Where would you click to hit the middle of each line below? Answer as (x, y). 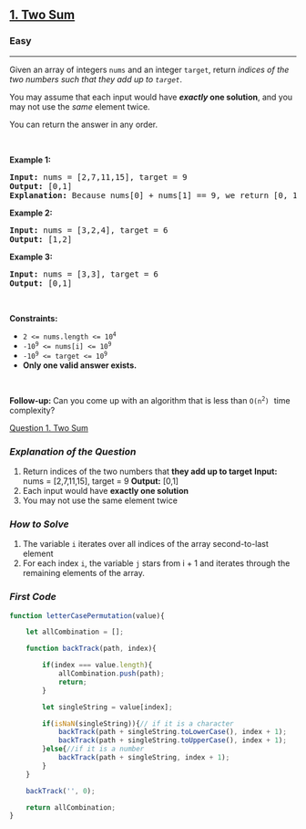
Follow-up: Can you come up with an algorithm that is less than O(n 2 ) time (150, 400)
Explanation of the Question (73, 451)
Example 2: (31, 213)
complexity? (32, 410)
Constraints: (34, 318)
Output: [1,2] (41, 239)
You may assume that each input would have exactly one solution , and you (151, 97)
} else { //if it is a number (93, 749)
